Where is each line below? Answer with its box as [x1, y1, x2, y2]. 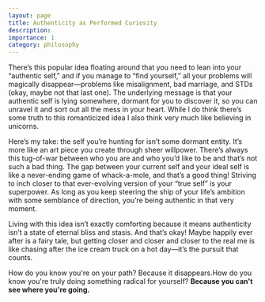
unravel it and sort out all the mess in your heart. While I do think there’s [8, 104, 242, 115]
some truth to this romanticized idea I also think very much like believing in [8, 113, 252, 123]
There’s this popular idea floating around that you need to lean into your [8, 62, 242, 72]
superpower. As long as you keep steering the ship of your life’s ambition [8, 187, 245, 197]
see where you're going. [8, 285, 90, 295]
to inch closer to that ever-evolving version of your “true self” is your [8, 179, 232, 188]
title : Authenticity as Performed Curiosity [8, 19, 157, 27]
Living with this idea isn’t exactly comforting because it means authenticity [8, 219, 252, 229]
